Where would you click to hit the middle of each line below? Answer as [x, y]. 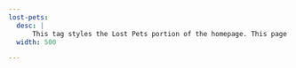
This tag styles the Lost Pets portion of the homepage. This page [160, 34]
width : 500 [36, 42]
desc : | [31, 26]
